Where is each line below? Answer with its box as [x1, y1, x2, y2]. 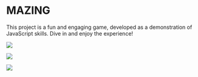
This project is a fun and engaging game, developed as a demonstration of [6, 23, 193, 31]
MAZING [6, 4, 50, 17]
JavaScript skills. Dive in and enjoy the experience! [6, 29, 133, 37]
